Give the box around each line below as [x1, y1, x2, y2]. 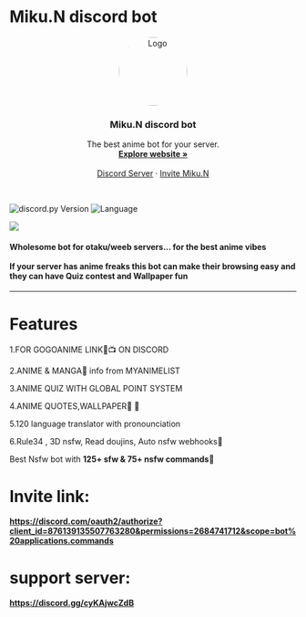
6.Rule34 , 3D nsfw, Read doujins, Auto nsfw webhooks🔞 [9, 436, 223, 447]
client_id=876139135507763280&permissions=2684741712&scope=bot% [9, 526, 297, 537]
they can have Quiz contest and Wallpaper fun [9, 270, 189, 281]
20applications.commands [9, 536, 114, 547]
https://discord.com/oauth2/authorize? [9, 516, 163, 527]
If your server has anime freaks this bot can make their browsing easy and [9, 260, 296, 271]
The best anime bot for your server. [86, 139, 220, 150]
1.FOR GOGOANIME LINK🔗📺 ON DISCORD [9, 344, 169, 355]
